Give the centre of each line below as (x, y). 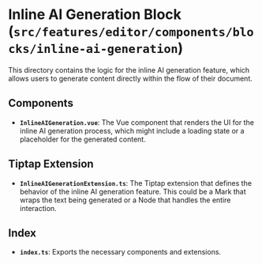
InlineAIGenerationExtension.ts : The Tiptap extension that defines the (136, 183)
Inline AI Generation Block (95, 15)
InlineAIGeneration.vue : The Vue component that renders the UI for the (137, 122)
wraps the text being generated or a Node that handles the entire (125, 200)
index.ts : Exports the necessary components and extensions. (120, 252)
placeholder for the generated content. (82, 139)
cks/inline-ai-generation (93, 49)
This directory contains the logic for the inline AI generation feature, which (129, 70)
